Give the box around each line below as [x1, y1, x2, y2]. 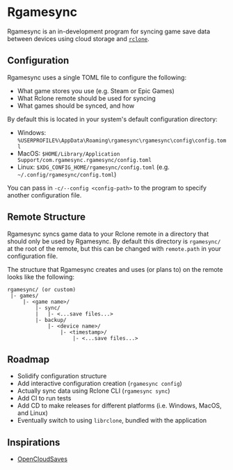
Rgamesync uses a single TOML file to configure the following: [7, 73, 186, 81]
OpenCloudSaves [17, 455, 68, 463]
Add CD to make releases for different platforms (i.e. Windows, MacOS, [17, 401, 222, 410]
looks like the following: [7, 273, 75, 281]
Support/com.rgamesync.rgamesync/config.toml [17, 156, 152, 163]
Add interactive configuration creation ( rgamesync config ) [17, 380, 182, 388]
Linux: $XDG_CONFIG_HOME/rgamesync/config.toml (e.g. [17, 163, 170, 171]
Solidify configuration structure [17, 372, 107, 380]
